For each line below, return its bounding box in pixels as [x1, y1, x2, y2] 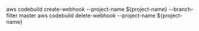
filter [6, 12, 18, 19]
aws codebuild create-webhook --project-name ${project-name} [6, 6, 168, 13]
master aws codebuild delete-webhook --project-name [19, 12, 156, 19]
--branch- [168, 6, 194, 13]
